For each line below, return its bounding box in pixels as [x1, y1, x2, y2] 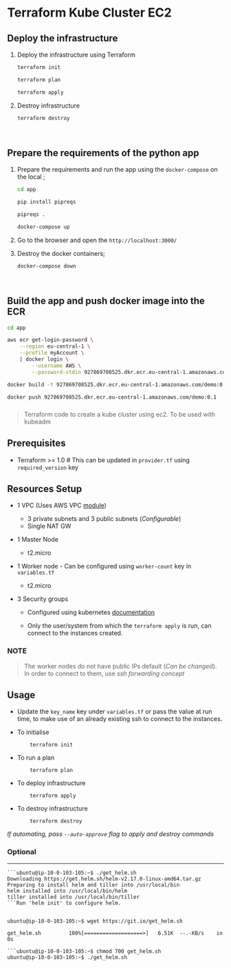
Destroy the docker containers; [16, 249, 105, 257]
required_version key [16, 463, 79, 471]
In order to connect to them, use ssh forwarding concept [23, 669, 185, 678]
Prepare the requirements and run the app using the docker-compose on [16, 166, 218, 174]
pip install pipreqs [16, 199, 76, 206]
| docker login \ [19, 356, 69, 363]
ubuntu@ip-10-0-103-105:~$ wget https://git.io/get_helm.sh [7, 918, 184, 925]
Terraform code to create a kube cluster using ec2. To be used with [23, 410, 215, 418]
